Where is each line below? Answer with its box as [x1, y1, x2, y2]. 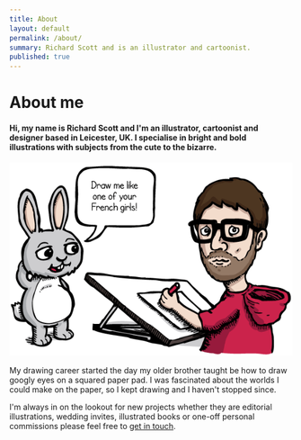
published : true [9, 52, 70, 62]
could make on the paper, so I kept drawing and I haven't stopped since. [9, 383, 277, 395]
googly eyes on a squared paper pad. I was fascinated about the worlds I [9, 374, 279, 385]
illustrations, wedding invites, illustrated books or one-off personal [9, 410, 255, 422]
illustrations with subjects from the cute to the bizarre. [9, 141, 217, 152]
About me [9, 93, 84, 112]
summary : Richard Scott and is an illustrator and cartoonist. [9, 43, 252, 52]
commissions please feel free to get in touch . [9, 420, 177, 431]
